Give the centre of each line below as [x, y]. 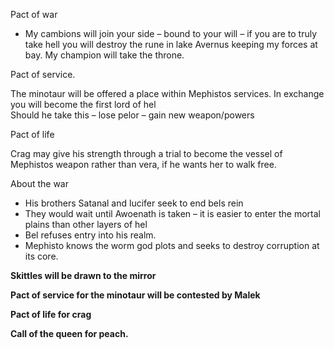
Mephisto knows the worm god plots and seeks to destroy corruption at [172, 245]
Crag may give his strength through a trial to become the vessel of [146, 153]
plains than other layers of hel [86, 224]
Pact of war [34, 14]
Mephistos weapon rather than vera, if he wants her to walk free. [143, 164]
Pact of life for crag [51, 314]
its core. [41, 256]
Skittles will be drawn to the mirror [83, 275]
